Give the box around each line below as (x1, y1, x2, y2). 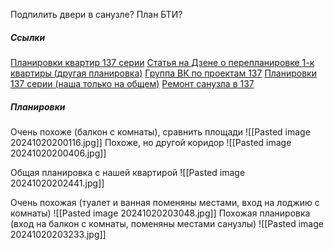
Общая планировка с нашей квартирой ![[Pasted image (10, 166, 246, 178)
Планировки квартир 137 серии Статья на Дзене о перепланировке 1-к (10, 56, 315, 68)
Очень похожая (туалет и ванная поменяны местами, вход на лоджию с (10, 196, 320, 208)
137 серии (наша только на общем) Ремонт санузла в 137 (10, 77, 255, 89)
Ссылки (10, 31, 46, 43)
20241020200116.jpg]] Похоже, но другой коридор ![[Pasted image (10, 136, 292, 148)
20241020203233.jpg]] (10, 228, 107, 240)
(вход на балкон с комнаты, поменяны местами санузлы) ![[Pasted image (10, 217, 324, 229)
